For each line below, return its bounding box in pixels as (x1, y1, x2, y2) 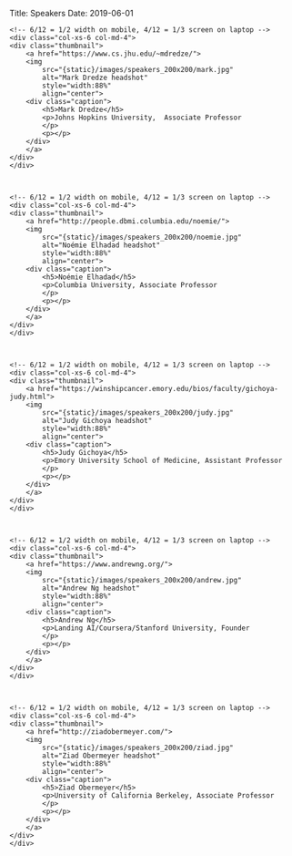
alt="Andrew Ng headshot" (42, 583, 141, 593)
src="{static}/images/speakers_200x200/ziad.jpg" (42, 743, 234, 752)
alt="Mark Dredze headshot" (42, 73, 148, 82)
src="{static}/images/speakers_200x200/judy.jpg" (42, 408, 234, 418)
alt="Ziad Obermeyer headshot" (42, 751, 161, 760)
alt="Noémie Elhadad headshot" (42, 241, 161, 250)
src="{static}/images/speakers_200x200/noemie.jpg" (42, 232, 243, 242)
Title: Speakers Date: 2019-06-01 (9, 8, 134, 18)
